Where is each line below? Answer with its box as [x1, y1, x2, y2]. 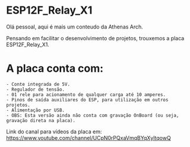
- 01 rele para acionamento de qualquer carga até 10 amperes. [6, 91, 166, 98]
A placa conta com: [6, 62, 104, 75]
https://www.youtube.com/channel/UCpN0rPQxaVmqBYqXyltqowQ [6, 134, 171, 141]
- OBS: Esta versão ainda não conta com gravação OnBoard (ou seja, [6, 112, 179, 119]
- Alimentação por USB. [6, 107, 65, 113]
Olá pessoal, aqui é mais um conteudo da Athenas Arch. [6, 23, 144, 30]
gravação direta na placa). [6, 117, 76, 123]
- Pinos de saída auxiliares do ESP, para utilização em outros [6, 97, 169, 103]
